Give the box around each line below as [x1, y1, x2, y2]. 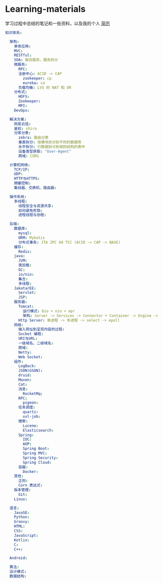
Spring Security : [23, 455, 58, 460]
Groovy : [14, 519, 30, 524]
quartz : [23, 409, 38, 415]
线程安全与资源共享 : [18, 203, 54, 208]
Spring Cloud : [23, 460, 52, 465]
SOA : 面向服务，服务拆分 [14, 58, 58, 63]
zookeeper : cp [23, 75, 52, 81]
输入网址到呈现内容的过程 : [18, 327, 65, 332]
